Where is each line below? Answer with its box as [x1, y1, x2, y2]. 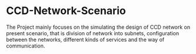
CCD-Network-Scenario [6, 4, 127, 18]
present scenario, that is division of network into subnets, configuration [6, 29, 180, 36]
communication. [6, 42, 45, 49]
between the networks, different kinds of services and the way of [6, 36, 165, 43]
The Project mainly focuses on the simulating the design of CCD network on [6, 23, 191, 31]
